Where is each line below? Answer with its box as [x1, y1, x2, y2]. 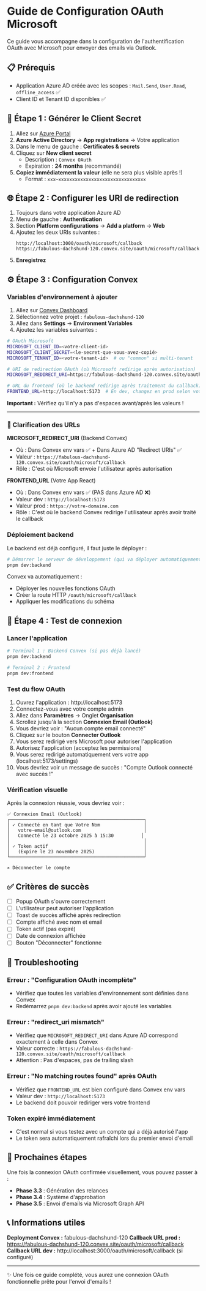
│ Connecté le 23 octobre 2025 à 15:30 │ [7, 833, 144, 839]
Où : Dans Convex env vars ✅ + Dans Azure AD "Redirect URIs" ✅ [15, 446, 182, 454]
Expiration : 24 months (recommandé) [24, 162, 122, 170]
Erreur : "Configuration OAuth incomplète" [7, 975, 137, 984]
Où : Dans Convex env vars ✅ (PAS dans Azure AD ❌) [15, 488, 151, 496]
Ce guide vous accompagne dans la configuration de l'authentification [7, 37, 184, 45]
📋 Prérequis [7, 62, 56, 73]
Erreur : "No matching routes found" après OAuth [7, 1072, 157, 1080]
